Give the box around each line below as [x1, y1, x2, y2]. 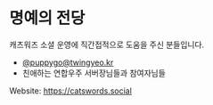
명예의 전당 [9, 8, 86, 28]
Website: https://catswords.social [9, 85, 132, 96]
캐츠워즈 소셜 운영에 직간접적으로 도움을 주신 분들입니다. [9, 39, 205, 50]
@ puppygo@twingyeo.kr [21, 57, 114, 68]
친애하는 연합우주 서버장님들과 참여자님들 [21, 68, 167, 78]
